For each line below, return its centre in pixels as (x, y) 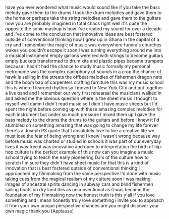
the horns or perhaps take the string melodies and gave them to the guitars (83, 18)
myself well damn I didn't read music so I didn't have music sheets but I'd (81, 104)
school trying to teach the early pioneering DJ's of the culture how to (77, 157)
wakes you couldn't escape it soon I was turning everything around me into (83, 50)
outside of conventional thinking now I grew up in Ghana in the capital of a (82, 39)
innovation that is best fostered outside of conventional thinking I (73, 168)
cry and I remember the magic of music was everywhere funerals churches (83, 45)
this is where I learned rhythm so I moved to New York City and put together (84, 88)
